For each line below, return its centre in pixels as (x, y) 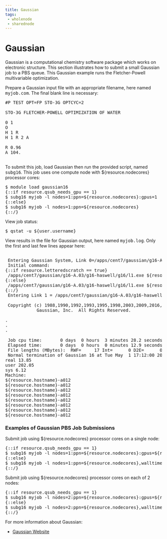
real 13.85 (18, 360)
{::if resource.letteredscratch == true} (56, 270)
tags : (11, 14)
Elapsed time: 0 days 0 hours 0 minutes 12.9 (75, 345)
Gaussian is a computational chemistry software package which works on (81, 62)
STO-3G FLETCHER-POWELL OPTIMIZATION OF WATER (63, 113)
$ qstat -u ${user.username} (41, 231)
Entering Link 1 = (30, 295)
